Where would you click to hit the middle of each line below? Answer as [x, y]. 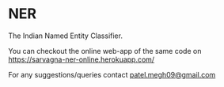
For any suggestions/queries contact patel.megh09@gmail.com [112, 74]
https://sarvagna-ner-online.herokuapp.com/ [82, 59]
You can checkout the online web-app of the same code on [105, 51]
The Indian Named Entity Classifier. [65, 36]
